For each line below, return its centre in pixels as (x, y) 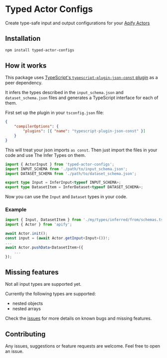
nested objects (28, 303)
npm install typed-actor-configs (40, 50)
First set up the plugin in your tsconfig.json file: (55, 113)
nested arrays (27, 309)
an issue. (14, 352)
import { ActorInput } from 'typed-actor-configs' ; (60, 164)
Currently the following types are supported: (50, 294)
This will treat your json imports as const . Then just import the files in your (81, 150)
